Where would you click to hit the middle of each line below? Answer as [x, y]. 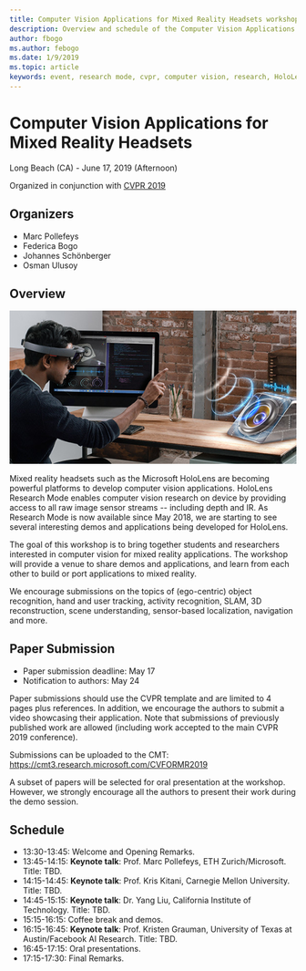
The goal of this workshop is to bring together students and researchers [145, 544]
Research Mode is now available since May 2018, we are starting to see [143, 517]
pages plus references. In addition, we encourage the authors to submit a [147, 708]
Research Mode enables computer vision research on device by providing [148, 498]
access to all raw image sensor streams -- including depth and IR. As [139, 507]
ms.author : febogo [44, 48]
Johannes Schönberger [67, 255]
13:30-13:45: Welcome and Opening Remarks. [109, 852]
